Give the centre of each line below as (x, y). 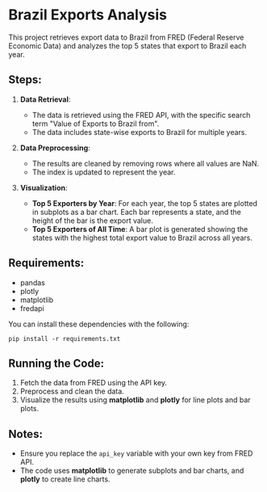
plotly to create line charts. (65, 479)
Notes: (25, 434)
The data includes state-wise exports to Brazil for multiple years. (140, 132)
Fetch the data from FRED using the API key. (94, 383)
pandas (33, 282)
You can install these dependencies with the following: (99, 324)
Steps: (25, 80)
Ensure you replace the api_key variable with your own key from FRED (136, 453)
